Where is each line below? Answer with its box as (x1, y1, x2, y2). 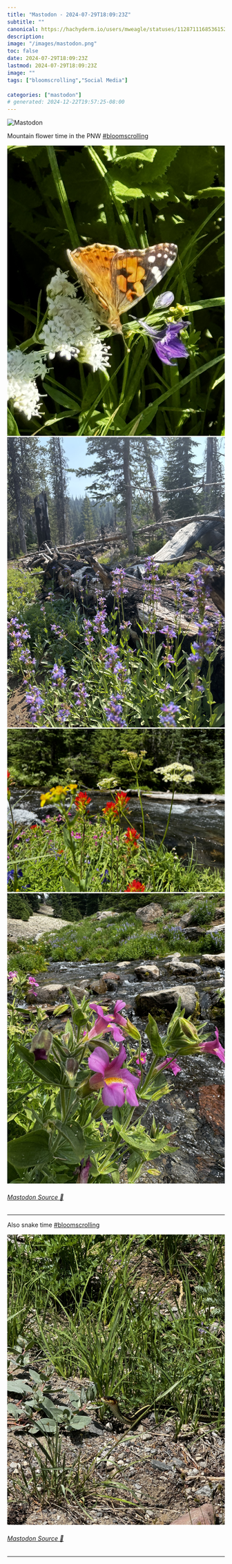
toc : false (7, 48, 39, 55)
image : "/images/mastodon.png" (7, 40, 97, 48)
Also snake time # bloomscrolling (7, 1221, 100, 1229)
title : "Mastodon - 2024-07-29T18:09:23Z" (7, 11, 131, 18)
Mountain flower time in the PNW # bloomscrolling (7, 132, 148, 140)
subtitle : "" (7, 18, 45, 26)
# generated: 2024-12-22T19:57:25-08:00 (7, 99, 126, 106)
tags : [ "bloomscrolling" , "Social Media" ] (7, 77, 128, 84)
